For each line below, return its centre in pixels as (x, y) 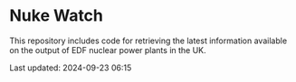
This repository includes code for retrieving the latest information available (148, 41)
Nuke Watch (57, 16)
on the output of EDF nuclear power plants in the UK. (108, 50)
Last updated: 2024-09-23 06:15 (71, 68)
